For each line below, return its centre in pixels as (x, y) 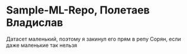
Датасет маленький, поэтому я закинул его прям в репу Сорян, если (94, 39)
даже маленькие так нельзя (42, 45)
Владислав (35, 23)
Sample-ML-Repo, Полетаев (78, 10)
